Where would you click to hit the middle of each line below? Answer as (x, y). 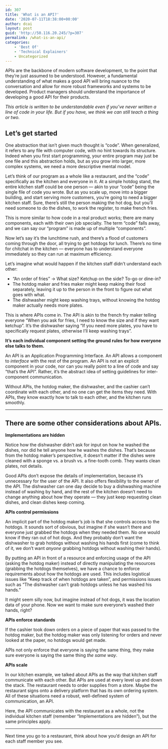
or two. (12, 118)
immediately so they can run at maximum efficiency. (59, 254)
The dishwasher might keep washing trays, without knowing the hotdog (86, 300)
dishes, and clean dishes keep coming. (45, 502)
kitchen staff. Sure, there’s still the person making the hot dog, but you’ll (79, 203)
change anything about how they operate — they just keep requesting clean (83, 497)
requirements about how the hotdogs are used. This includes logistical (77, 574)
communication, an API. (29, 701)
